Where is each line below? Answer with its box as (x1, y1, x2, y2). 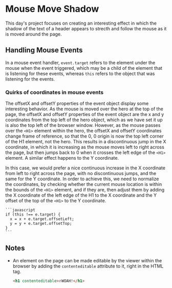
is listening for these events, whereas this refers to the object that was (5, 70, 155, 76)
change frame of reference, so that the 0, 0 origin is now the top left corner (5, 133, 164, 139)
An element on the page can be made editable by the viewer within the (12, 257, 162, 263)
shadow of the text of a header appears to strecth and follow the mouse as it (5, 25, 167, 31)
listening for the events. (5, 75, 55, 82)
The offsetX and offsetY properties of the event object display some (5, 101, 149, 107)
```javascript (5, 207, 36, 213)
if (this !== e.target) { (5, 212, 60, 217)
